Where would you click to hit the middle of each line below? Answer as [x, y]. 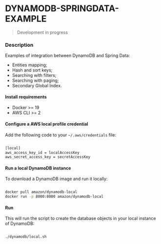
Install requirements [26, 97]
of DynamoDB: [20, 224]
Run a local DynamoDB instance [38, 168]
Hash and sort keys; [32, 70]
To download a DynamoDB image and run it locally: [56, 179]
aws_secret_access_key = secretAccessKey [48, 157]
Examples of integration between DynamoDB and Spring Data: [68, 56]
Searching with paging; [35, 80]
